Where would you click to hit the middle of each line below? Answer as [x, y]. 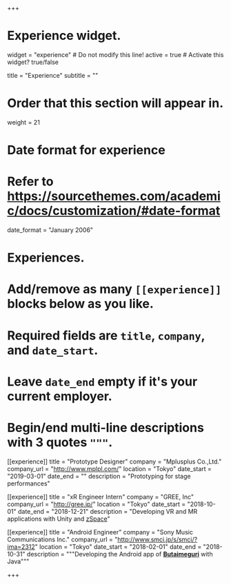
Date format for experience [86, 150]
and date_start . [53, 350]
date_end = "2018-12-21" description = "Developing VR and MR [108, 511]
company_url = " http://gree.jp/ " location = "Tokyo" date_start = [97, 504]
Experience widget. [64, 36]
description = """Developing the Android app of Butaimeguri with [120, 554]
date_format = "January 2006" [50, 230]
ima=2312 [21, 546]
